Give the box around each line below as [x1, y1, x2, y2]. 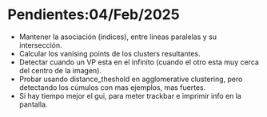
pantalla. [18, 99, 48, 109]
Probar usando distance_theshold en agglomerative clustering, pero [18, 74, 243, 84]
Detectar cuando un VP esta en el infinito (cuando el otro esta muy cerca [18, 57, 259, 67]
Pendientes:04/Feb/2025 [7, 6, 181, 24]
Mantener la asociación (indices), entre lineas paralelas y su [18, 32, 217, 41]
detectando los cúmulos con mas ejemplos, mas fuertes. [18, 82, 206, 92]
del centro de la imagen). [18, 65, 102, 75]
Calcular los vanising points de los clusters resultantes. [18, 49, 201, 58]
